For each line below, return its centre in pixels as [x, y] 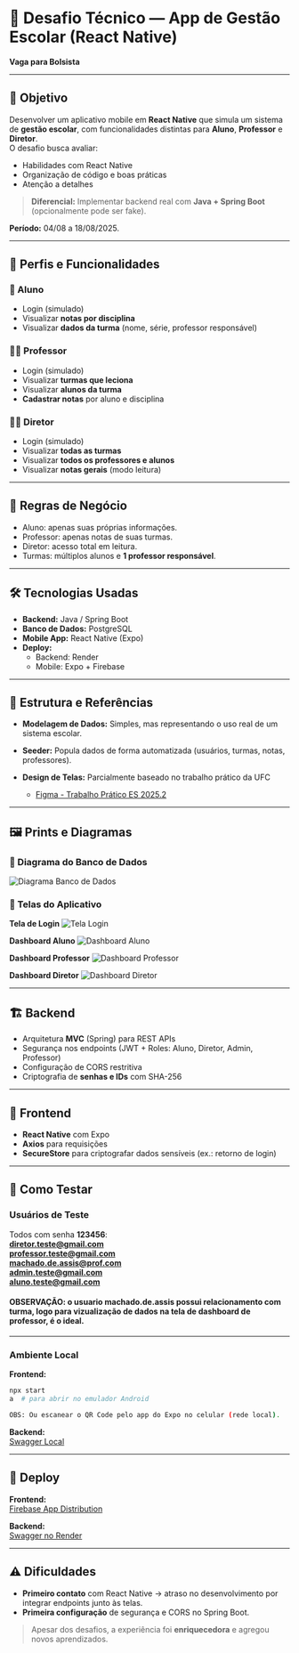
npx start [28, 1391]
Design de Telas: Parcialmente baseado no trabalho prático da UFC [146, 777]
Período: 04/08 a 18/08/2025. [65, 228]
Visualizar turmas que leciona [77, 380]
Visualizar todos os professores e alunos [98, 460]
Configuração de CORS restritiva [82, 1067]
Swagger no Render [46, 1536]
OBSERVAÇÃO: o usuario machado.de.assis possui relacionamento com [145, 1302]
